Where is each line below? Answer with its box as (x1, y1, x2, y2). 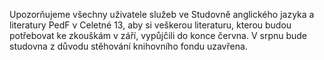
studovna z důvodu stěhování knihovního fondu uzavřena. (9, 40, 248, 52)
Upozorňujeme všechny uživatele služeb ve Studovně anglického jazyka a (9, 9, 315, 20)
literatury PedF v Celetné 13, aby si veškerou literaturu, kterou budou (9, 19, 292, 31)
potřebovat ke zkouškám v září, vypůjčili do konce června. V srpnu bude (9, 30, 308, 41)
